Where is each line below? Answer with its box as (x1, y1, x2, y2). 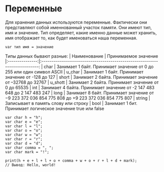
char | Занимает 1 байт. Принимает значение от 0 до (44, 64, 154, 69)
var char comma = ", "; (5, 145, 54, 150)
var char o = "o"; (5, 128, 43, 133)
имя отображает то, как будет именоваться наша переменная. (5, 35, 137, 41)
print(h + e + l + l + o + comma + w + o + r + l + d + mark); (5, 158, 137, 163)
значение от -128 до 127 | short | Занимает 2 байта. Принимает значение (5, 74, 158, 80)
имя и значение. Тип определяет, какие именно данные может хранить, (5, 30, 157, 35)
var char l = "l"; (5, 124, 43, 129)
